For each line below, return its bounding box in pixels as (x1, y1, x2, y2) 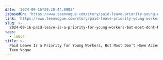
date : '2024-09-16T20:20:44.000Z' (5, 7, 75, 12)
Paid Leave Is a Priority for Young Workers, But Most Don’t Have (9, 43, 147, 48)
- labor (9, 34, 25, 39)
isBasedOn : (5, 12, 27, 16)
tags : (5, 30, 16, 34)
